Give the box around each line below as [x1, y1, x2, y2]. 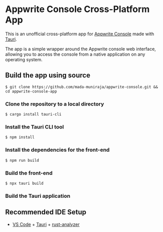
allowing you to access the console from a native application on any [5, 51, 145, 57]
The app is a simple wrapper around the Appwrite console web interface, [5, 46, 156, 52]
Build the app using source [5, 71, 90, 80]
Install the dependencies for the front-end [5, 147, 110, 154]
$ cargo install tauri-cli [5, 112, 62, 117]
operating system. [5, 56, 43, 62]
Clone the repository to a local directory [5, 100, 104, 107]
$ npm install [5, 135, 35, 140]
